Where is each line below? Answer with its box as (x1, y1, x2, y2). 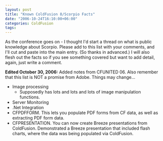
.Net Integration (12, 105, 44, 111)
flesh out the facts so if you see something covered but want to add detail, (5, 54, 155, 60)
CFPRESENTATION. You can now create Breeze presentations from (12, 120, 148, 126)
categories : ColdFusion (5, 21, 54, 26)
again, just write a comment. (5, 60, 63, 66)
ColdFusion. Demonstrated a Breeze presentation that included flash (12, 125, 150, 131)
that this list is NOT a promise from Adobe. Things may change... (5, 74, 136, 80)
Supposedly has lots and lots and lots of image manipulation (19, 89, 141, 95)
